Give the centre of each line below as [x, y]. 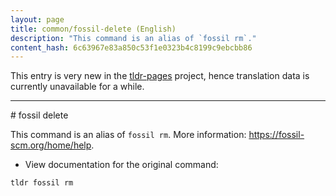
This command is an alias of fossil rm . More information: [128, 135]
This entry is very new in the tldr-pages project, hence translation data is [160, 76]
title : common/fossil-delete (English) [93, 29]
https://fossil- [276, 135]
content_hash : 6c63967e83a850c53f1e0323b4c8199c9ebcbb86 [131, 47]
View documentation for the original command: [121, 165]
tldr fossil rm [42, 183]
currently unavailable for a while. [77, 87]
